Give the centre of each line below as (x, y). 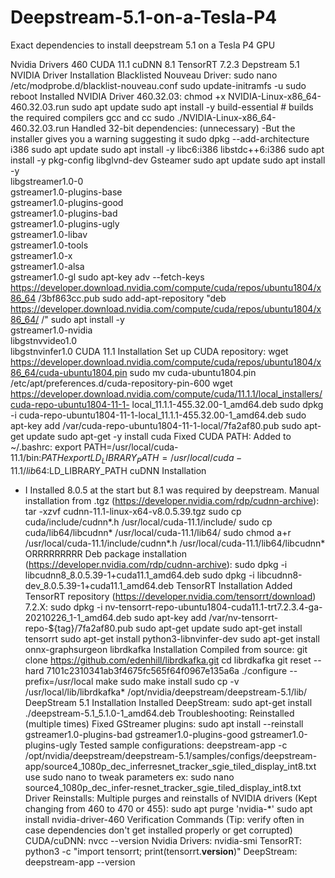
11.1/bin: (26, 457)
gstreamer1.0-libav (49, 234)
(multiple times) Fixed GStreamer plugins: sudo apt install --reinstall (164, 723)
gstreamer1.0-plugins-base (66, 192)
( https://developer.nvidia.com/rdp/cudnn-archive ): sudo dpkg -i (156, 564)
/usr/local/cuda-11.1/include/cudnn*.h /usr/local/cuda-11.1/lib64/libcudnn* (175, 543)
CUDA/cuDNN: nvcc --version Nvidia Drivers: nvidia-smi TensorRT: (163, 840)
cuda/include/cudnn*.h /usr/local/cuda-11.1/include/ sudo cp (148, 522)
